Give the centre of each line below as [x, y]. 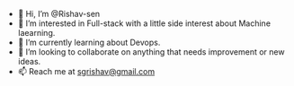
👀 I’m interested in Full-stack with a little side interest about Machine [144, 23]
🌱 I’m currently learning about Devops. [89, 42]
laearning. [36, 33]
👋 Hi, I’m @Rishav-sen [59, 14]
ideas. [29, 61]
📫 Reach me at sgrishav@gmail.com [86, 71]
